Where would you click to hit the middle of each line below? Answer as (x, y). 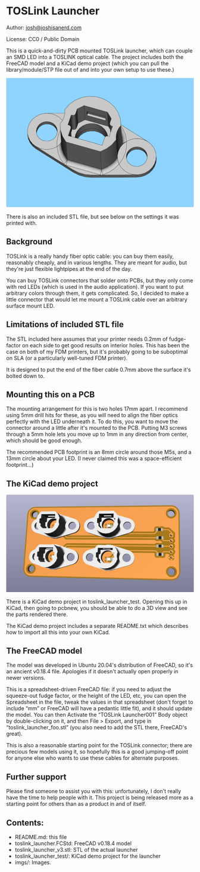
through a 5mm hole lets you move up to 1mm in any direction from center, (97, 435)
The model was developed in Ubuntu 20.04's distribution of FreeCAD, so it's (100, 665)
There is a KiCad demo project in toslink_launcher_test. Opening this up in (97, 602)
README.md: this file (41, 837)
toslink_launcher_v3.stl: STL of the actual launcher (76, 849)
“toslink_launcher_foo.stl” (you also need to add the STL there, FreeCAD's (97, 728)
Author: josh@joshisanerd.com (44, 27)
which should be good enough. (44, 440)
